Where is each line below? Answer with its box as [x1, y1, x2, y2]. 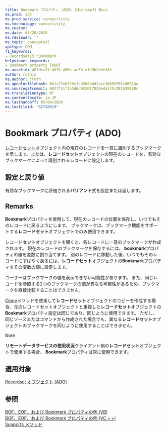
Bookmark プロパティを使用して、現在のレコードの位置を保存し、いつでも [5, 216, 157, 222]
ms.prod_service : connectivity [5, 16, 70, 21]
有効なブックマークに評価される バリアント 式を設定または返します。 [5, 187, 144, 193]
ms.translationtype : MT [5, 91, 55, 96]
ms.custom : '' [5, 26, 35, 31]
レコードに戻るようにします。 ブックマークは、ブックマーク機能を [9, 222, 145, 228]
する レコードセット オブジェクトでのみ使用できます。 [9, 228, 118, 234]
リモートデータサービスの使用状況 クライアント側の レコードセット [5, 342, 140, 348]
